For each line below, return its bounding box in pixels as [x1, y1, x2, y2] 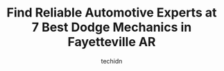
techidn [101, 57, 123, 65]
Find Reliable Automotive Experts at [6, 5, 217, 21]
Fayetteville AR [67, 34, 156, 50]
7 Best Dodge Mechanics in [31, 19, 192, 35]
